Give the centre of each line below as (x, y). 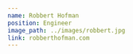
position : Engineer (40, 23)
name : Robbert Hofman (43, 15)
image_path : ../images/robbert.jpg (66, 30)
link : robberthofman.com (49, 38)
